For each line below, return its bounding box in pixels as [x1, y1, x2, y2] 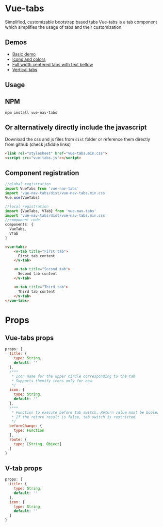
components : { [5, 222, 34, 227]
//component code [5, 217, 40, 223]
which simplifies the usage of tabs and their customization [5, 24, 122, 30]
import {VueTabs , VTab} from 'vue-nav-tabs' [5, 209, 97, 213]
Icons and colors [12, 56, 46, 62]
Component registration [5, 169, 79, 177]
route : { [9, 437, 27, 442]
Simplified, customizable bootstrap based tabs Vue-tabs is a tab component [5, 19, 157, 25]
